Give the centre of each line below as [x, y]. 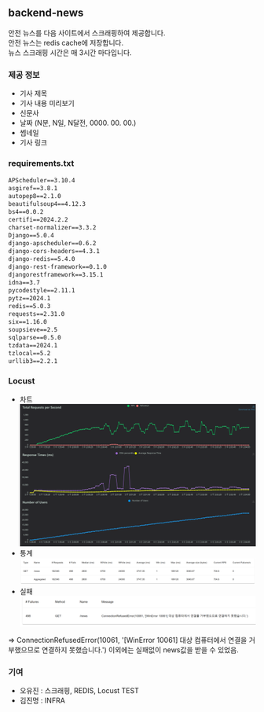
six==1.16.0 [27, 322]
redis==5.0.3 [29, 306]
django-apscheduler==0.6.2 [52, 244]
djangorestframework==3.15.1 [56, 275]
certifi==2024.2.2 [38, 220]
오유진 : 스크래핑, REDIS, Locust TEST [79, 691]
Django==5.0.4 [31, 236]
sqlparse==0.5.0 [35, 338]
